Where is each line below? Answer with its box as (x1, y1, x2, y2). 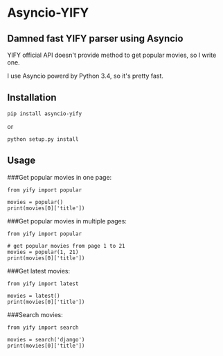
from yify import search (7, 324, 79, 331)
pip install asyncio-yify (7, 110, 82, 117)
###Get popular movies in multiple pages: (7, 217, 127, 225)
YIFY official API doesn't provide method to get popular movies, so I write (7, 51, 217, 59)
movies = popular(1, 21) (7, 248, 79, 255)
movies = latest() (7, 292, 60, 299)
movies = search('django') (7, 336, 85, 343)
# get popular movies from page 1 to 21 (7, 242, 126, 249)
